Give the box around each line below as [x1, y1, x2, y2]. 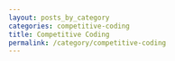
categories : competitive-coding [8, 22, 130, 30]
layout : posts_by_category [8, 13, 110, 22]
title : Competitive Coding [8, 30, 110, 39]
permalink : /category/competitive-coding [8, 38, 167, 48]
